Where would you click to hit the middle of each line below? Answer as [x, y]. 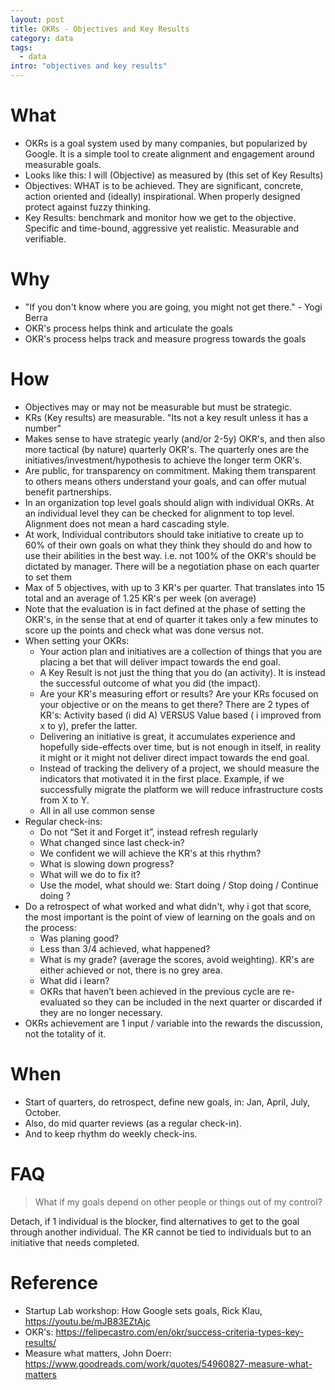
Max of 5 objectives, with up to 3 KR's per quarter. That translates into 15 [174, 587]
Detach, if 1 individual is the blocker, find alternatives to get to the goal [155, 1221]
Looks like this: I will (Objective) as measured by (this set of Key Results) [174, 175]
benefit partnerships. [68, 492]
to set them [48, 577]
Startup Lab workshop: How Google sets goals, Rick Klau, [143, 1310]
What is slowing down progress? [107, 863]
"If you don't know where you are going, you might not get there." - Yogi [173, 307]
